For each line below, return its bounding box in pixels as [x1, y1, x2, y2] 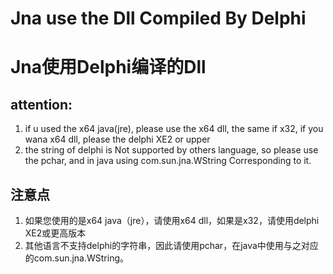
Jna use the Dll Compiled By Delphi [10, 7, 307, 30]
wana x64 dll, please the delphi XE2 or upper [24, 133, 211, 146]
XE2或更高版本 [24, 227, 87, 239]
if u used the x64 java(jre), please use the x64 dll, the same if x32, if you [24, 123, 324, 135]
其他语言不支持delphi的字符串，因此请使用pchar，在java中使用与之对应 [24, 240, 319, 251]
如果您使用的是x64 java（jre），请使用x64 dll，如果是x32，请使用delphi [24, 215, 320, 226]
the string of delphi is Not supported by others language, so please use [24, 144, 319, 156]
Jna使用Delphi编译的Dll [10, 56, 207, 79]
